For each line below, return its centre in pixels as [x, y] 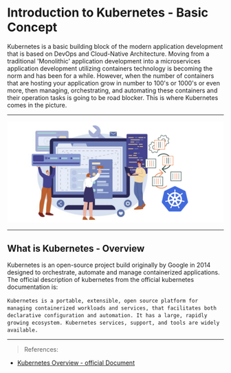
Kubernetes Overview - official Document [76, 363]
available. [23, 330]
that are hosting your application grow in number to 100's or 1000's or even [113, 83]
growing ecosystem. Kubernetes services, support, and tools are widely [113, 323]
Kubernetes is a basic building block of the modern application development [115, 46]
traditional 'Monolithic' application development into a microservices [104, 61]
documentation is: [33, 287]
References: [41, 350]
